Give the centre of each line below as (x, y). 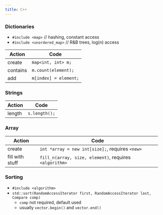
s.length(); (41, 114)
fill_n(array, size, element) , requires (85, 157)
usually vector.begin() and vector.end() (60, 207)
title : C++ (16, 9)
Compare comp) (26, 198)
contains (17, 70)
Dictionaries (20, 26)
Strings (14, 93)
